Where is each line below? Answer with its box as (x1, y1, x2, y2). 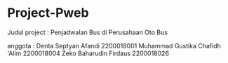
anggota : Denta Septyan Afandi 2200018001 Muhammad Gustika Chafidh (7, 41, 221, 50)
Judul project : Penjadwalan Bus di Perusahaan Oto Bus (7, 28, 168, 36)
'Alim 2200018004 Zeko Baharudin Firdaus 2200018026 (7, 49, 170, 57)
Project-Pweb (7, 5, 89, 21)
